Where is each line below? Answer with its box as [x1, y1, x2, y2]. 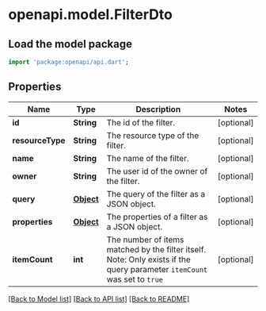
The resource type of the [106, 129, 199, 140]
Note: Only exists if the [106, 254, 192, 265]
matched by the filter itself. [106, 244, 207, 255]
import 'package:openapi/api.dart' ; [8, 58, 129, 66]
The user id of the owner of [106, 165, 208, 176]
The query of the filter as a [106, 188, 206, 199]
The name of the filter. [106, 152, 189, 163]
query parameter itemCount [106, 263, 208, 275]
